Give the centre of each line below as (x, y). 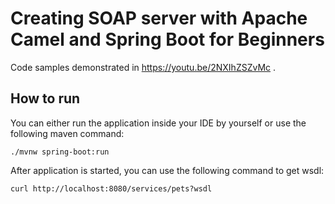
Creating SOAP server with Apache (159, 18)
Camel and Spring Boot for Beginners (167, 39)
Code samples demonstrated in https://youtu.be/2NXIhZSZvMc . (143, 67)
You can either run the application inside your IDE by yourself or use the (158, 123)
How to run (45, 98)
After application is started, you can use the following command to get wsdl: (167, 170)
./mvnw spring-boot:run (60, 152)
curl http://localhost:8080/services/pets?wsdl (111, 188)
